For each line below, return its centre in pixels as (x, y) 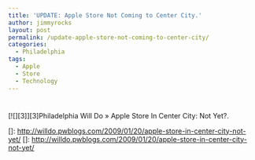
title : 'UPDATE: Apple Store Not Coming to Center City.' (105, 15)
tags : (17, 60)
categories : (28, 45)
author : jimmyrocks (40, 23)
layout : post (30, 30)
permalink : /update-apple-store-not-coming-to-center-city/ (109, 37)
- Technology (37, 81)
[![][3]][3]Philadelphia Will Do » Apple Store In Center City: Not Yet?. (119, 115)
